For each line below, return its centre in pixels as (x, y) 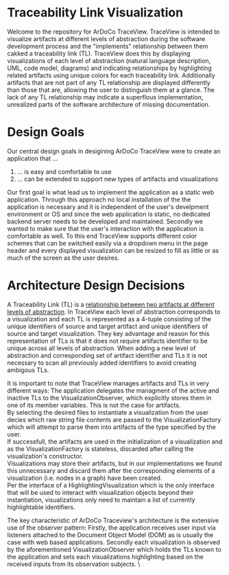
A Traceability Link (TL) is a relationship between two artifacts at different (111, 304)
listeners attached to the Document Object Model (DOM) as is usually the (110, 535)
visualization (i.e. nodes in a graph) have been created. (85, 478)
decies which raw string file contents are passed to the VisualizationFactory (114, 419)
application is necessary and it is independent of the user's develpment (108, 206)
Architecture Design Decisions (96, 285)
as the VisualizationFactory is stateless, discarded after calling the (100, 449)
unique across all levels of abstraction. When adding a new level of (101, 348)
